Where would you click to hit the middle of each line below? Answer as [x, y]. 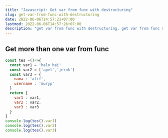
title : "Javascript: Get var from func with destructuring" [69, 10]
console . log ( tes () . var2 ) [31, 126]
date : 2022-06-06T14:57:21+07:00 [40, 19]
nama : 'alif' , [30, 79]
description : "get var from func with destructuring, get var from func [82, 29]
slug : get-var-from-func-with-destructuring [52, 15]
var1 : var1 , [28, 98]
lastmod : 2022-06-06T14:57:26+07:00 [43, 24]
